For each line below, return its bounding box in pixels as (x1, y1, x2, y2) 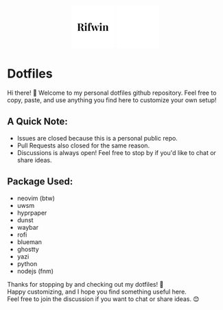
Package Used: (7, 176, 73, 187)
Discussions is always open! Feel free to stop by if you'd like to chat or (16, 148, 216, 156)
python (16, 259, 38, 267)
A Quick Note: (7, 116, 69, 128)
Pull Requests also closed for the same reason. (16, 141, 150, 150)
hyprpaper (16, 208, 47, 217)
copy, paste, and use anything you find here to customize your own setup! (7, 95, 217, 104)
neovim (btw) (16, 194, 55, 202)
